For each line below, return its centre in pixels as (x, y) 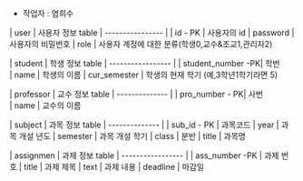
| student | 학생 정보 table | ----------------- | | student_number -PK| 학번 (145, 63)
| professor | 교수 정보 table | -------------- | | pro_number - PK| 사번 (137, 94)
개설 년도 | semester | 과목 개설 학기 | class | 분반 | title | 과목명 (132, 136)
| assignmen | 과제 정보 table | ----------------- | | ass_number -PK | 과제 (144, 156)
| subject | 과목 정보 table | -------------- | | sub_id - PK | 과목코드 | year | (144, 125)
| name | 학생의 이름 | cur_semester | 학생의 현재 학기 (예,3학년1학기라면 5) (144, 75)
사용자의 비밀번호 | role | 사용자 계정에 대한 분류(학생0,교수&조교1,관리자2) (141, 44)
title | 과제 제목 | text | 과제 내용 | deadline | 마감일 (114, 167)
